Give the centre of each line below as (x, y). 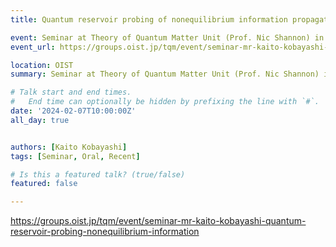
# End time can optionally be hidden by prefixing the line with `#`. (165, 102)
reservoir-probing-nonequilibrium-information (105, 232)
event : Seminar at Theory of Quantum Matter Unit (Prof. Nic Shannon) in (167, 37)
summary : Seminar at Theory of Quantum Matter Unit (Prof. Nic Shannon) (165, 74)
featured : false (44, 184)
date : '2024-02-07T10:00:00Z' (73, 111)
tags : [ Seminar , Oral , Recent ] (75, 156)
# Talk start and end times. (71, 92)
